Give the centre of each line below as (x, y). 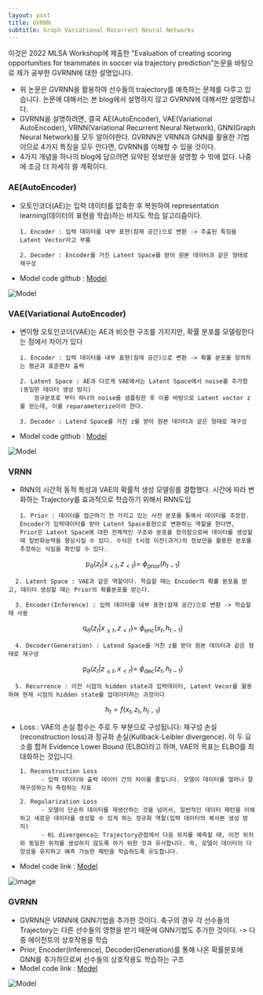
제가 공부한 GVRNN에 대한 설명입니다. (75, 73)
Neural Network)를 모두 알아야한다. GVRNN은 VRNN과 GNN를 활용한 (127, 137)
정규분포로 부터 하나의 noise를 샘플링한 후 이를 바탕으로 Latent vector (139, 398)
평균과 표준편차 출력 (57, 366)
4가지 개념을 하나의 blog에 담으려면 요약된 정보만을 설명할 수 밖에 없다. (128, 157)
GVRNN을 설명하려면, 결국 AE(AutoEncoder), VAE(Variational (116, 119)
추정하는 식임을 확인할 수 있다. (63, 549)
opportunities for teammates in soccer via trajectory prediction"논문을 (121, 63)
